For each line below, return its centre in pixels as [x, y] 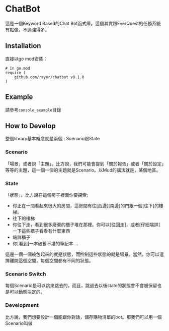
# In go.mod [18, 68]
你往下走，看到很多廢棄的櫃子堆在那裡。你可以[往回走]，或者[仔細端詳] [86, 225]
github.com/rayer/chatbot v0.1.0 [49, 77]
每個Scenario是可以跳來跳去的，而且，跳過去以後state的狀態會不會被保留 [81, 286]
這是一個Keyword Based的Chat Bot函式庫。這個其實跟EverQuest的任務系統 [83, 23]
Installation [23, 46]
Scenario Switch [26, 274]
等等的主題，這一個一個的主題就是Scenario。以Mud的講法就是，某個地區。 [83, 170]
